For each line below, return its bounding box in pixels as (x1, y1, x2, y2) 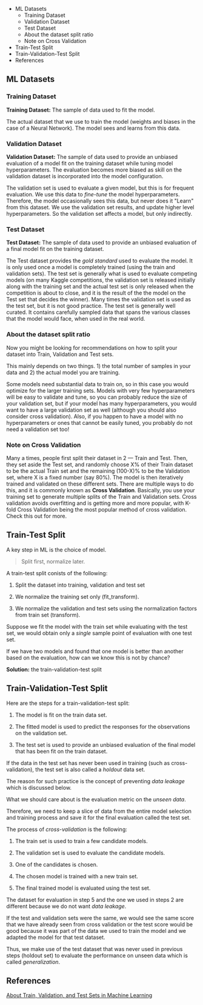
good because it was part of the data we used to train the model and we (6, 927, 187, 934)
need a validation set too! (6, 426, 70, 433)
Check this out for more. (6, 512, 67, 519)
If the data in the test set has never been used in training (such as (6, 759, 170, 766)
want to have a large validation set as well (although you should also (6, 406, 177, 413)
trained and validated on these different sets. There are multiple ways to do (6, 480, 194, 487)
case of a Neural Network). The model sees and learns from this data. (6, 124, 181, 132)
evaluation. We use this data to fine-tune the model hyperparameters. (6, 190, 180, 198)
